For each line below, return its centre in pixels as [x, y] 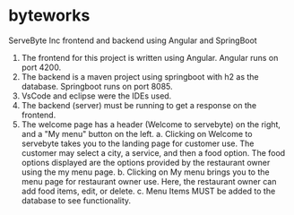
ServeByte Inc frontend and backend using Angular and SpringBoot [133, 40]
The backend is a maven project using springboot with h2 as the [140, 76]
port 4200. [41, 67]
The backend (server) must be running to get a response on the [139, 105]
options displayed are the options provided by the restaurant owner [146, 162]
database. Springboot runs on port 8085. [97, 86]
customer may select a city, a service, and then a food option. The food [153, 152]
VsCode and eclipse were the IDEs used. [96, 96]
